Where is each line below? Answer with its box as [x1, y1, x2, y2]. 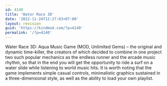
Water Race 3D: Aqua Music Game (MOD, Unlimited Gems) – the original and [5, 44, 162, 49]
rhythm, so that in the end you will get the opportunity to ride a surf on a [5, 60, 153, 65]
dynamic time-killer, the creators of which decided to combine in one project [5, 49, 162, 55]
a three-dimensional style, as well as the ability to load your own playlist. [5, 75, 154, 81]
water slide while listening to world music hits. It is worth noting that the [5, 65, 152, 71]
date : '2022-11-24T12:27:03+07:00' [5, 16, 79, 21]
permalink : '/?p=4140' [5, 30, 52, 35]
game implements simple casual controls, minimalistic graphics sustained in [5, 70, 161, 76]
